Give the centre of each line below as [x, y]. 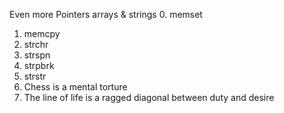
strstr [35, 76]
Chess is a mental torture [75, 87]
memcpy [42, 33]
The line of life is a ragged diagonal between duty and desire [149, 97]
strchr [36, 44]
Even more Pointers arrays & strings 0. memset [106, 14]
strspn [37, 55]
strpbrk [39, 65]
